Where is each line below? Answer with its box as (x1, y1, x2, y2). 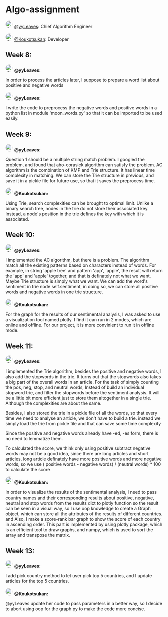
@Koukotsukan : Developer (14, 36, 69, 42)
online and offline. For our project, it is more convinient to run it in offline (5, 322, 154, 328)
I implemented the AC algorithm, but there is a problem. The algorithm (5, 257, 149, 263)
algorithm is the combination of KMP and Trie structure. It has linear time (5, 167, 155, 173)
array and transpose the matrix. (5, 532, 70, 538)
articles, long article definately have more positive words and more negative (5, 456, 162, 462)
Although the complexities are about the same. (5, 400, 102, 406)
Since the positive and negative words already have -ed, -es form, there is (5, 430, 159, 436)
